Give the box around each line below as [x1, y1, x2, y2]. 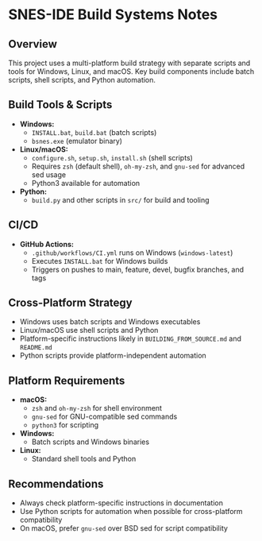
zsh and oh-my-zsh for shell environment [31, 404, 163, 413]
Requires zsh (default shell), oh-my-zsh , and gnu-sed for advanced [31, 161, 245, 171]
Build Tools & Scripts [8, 98, 113, 112]
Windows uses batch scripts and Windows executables [19, 317, 201, 327]
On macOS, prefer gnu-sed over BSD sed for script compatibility [19, 524, 229, 533]
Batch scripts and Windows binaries [31, 437, 149, 446]
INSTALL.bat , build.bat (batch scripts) [31, 127, 157, 137]
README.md [19, 344, 53, 352]
